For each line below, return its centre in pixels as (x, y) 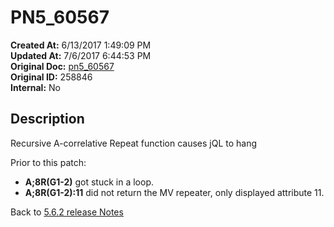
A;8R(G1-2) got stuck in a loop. (89, 182)
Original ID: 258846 (51, 77)
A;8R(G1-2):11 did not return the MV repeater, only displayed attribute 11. (174, 192)
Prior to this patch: (48, 162)
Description (47, 119)
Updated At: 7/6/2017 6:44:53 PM (81, 55)
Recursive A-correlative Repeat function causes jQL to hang (134, 143)
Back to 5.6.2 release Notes (67, 212)
